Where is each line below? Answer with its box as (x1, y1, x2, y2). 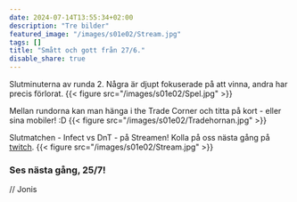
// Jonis (9, 184, 37, 195)
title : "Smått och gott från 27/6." (9, 46, 145, 55)
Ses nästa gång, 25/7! (9, 164, 106, 176)
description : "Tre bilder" (9, 21, 110, 30)
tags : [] (9, 37, 42, 47)
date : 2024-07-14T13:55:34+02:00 (9, 12, 134, 22)
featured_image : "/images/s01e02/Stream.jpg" (9, 29, 181, 38)
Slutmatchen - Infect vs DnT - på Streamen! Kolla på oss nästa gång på (9, 133, 270, 142)
